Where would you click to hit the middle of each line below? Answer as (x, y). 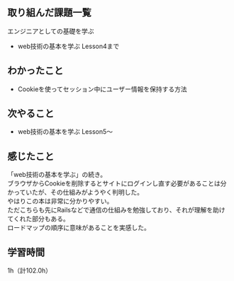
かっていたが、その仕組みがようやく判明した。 (76, 193)
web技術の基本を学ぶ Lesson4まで (68, 46)
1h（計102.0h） (29, 270)
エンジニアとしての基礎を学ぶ (51, 31)
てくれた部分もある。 (38, 219)
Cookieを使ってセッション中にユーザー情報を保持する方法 (102, 89)
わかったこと (35, 70)
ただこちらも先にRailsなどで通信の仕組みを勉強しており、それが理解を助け (116, 210)
